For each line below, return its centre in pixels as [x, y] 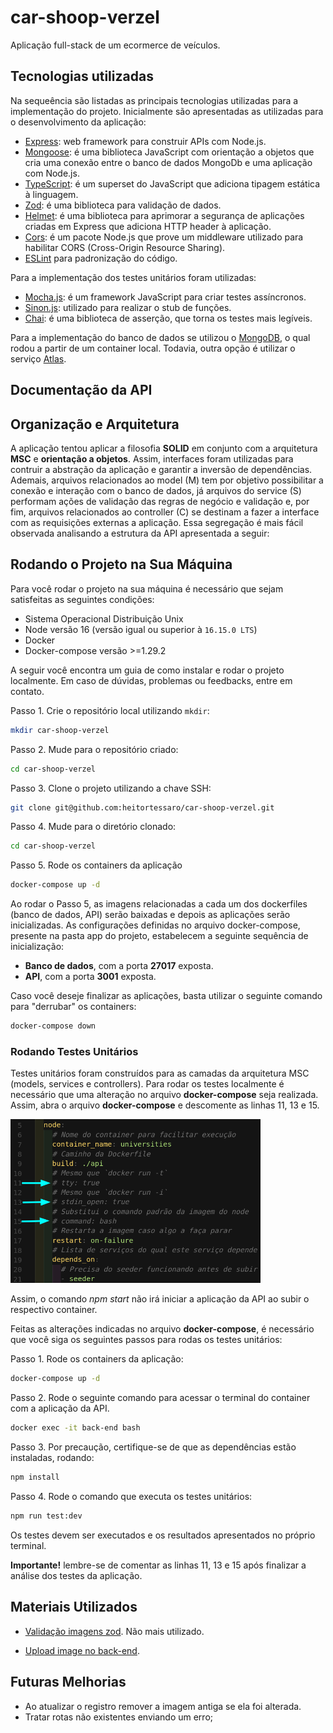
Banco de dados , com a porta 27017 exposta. [119, 966]
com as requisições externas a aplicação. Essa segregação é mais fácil [157, 522]
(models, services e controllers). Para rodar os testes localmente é [147, 1084]
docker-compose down [53, 1026]
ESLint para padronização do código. [101, 258]
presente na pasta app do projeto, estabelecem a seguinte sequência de [159, 936]
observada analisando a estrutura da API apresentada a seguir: [140, 533]
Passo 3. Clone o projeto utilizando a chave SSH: [111, 788]
